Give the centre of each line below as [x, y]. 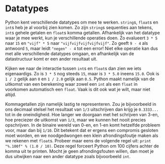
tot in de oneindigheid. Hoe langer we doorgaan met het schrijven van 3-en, [82, 114]
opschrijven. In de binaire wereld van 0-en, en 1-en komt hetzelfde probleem [83, 125]
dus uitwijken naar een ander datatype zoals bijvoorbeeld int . [68, 156]
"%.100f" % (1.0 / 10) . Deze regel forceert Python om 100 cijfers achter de [82, 146]
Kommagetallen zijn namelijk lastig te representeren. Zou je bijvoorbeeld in [81, 104]
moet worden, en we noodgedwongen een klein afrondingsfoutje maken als [82, 135]
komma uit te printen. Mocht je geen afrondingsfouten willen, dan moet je [80, 151]
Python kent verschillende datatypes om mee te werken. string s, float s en [82, 22]
